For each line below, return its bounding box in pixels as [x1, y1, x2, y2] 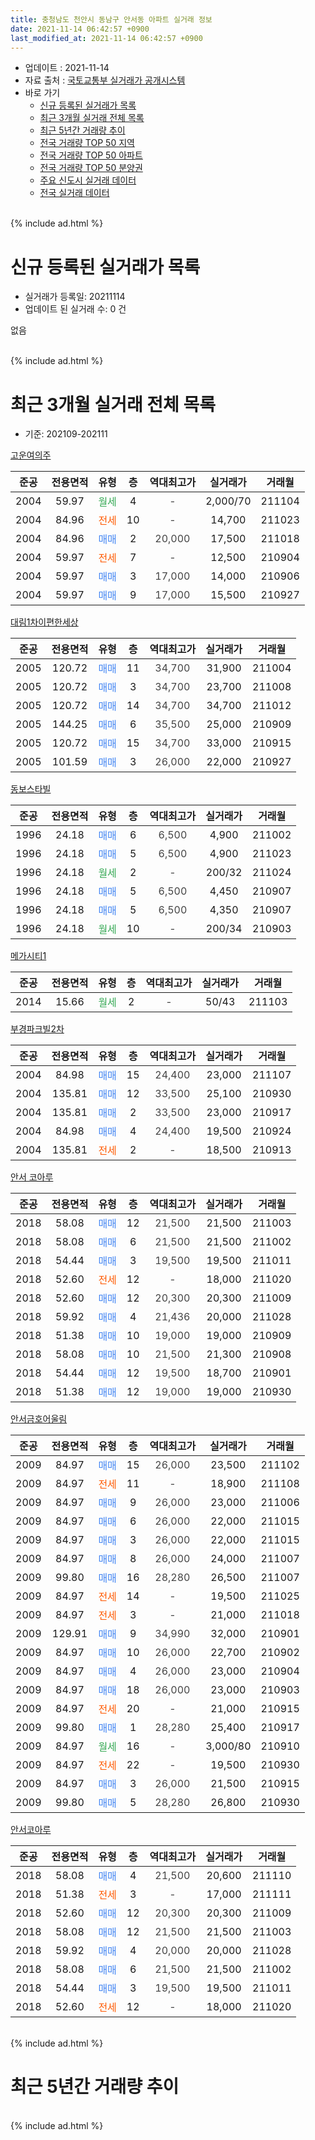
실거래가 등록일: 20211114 [24, 291, 126, 303]
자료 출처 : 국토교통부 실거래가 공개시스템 [24, 74, 186, 86]
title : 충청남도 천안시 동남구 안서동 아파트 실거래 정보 [10, 14, 213, 25]
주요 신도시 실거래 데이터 [39, 174, 137, 186]
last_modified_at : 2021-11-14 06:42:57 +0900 [10, 33, 203, 43]
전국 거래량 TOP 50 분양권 [39, 162, 143, 174]
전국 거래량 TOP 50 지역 [39, 137, 135, 149]
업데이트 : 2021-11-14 [24, 62, 110, 74]
